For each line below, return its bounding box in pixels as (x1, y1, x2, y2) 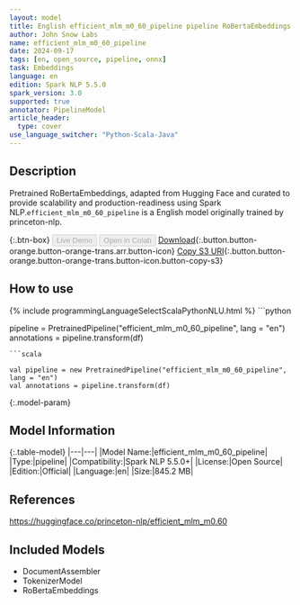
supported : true (9, 96, 70, 106)
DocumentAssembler (22, 565, 101, 576)
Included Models (9, 542, 105, 557)
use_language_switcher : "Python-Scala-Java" (9, 131, 179, 140)
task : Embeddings (9, 64, 75, 73)
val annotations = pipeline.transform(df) (9, 381, 171, 390)
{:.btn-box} (9, 234, 51, 245)
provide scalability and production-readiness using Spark (9, 197, 222, 208)
